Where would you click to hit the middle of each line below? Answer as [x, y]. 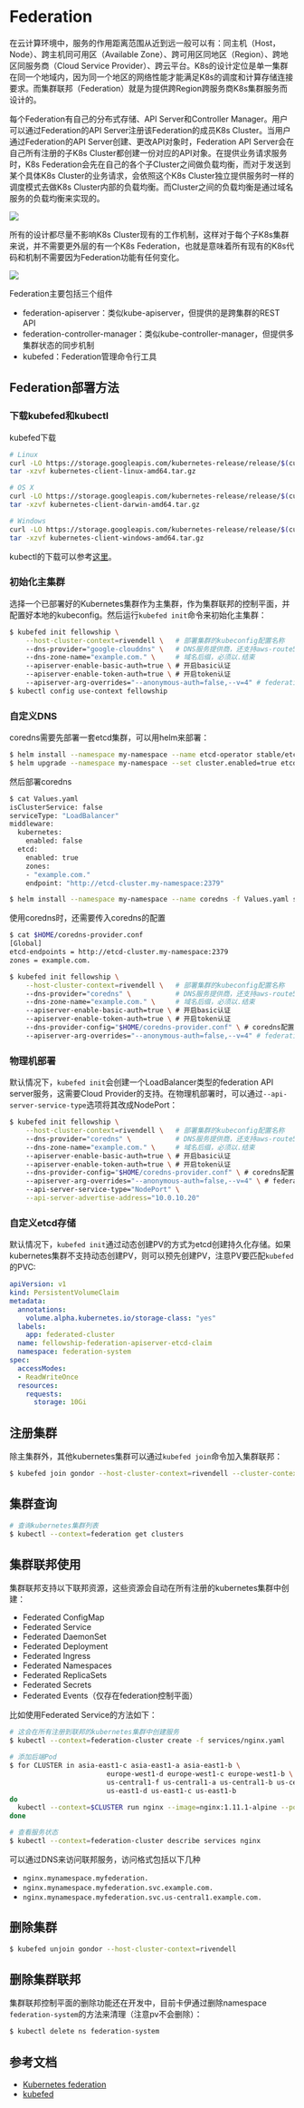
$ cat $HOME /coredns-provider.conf [76, 935]
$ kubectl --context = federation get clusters [96, 1534]
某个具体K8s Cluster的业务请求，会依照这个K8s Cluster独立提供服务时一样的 [152, 175]
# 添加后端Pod [33, 1757]
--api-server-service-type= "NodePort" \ [103, 1190]
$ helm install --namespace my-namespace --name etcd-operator [131, 755]
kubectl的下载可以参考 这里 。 [63, 556]
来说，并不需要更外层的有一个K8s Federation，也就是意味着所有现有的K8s [148, 246]
